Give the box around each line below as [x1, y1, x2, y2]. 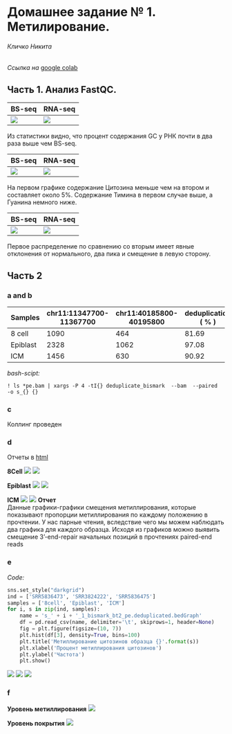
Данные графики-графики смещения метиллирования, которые [7, 503, 197, 512]
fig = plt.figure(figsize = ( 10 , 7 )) [19, 625, 122, 632]
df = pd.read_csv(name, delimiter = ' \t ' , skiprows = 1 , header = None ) [19, 619, 215, 626]
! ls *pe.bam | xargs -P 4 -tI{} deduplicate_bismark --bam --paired [7, 382, 217, 389]
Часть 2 [7, 269, 43, 281]
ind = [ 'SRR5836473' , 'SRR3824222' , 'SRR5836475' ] [7, 593, 156, 600]
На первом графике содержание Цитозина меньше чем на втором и [7, 183, 209, 192]
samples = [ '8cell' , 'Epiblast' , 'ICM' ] [7, 600, 126, 607]
